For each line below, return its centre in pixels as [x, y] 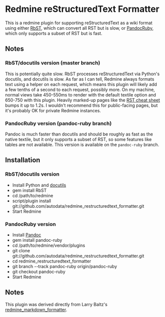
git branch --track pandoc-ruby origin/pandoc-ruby [65, 266]
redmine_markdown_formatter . [36, 310]
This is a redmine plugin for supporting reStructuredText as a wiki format [79, 23]
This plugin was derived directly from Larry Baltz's [56, 304]
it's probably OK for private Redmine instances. [53, 110]
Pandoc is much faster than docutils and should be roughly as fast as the [79, 134]
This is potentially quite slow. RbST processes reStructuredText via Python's [82, 74]
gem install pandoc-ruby [37, 240]
